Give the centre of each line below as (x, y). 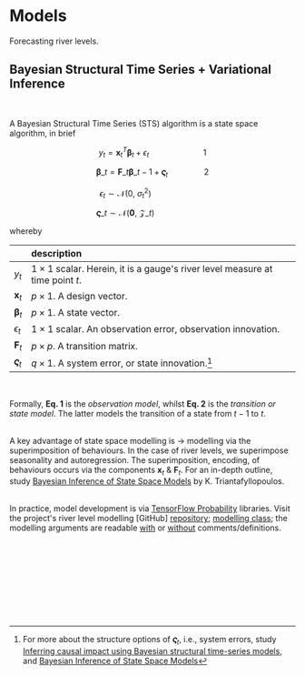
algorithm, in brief (43, 133)
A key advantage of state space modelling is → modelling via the (130, 440)
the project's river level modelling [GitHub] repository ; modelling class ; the (148, 519)
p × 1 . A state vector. (76, 313)
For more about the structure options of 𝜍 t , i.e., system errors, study (149, 640)
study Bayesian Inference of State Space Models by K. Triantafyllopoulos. (147, 481)
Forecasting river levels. (54, 41)
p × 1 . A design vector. (79, 297)
